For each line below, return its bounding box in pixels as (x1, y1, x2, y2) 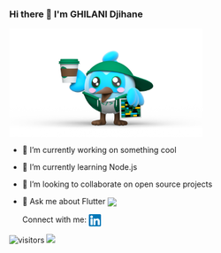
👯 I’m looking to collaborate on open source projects (21, 179, 213, 189)
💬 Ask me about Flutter (21, 196, 106, 207)
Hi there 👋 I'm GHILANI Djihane (9, 8, 143, 20)
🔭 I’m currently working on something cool (21, 145, 177, 156)
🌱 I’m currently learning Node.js (21, 162, 138, 172)
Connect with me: (21, 214, 87, 225)
